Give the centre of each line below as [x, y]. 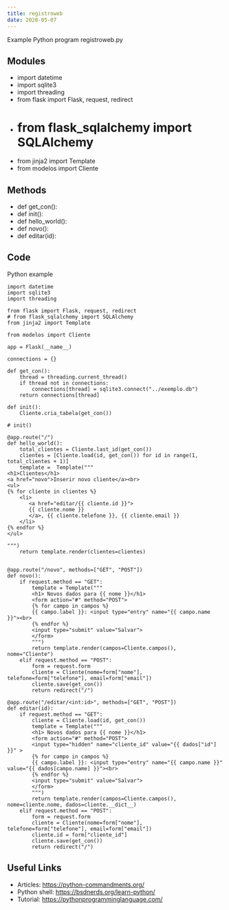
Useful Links [34, 868]
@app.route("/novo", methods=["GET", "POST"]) [75, 570]
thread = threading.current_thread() [74, 377]
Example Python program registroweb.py [65, 39]
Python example [30, 274]
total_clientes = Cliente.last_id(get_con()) [86, 449]
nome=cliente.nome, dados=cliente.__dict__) [72, 805]
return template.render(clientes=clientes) [83, 551]
